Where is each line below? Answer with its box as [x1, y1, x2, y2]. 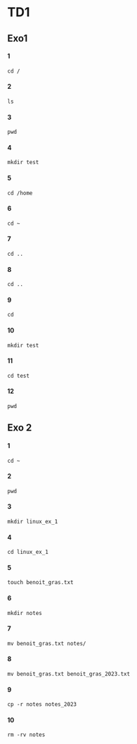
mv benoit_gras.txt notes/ [7, 640, 86, 647]
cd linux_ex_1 [7, 549, 49, 556]
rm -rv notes [7, 731, 46, 738]
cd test [7, 372, 30, 379]
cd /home [7, 190, 33, 197]
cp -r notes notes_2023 [7, 701, 77, 708]
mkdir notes [7, 609, 42, 616]
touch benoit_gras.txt [7, 579, 74, 586]
